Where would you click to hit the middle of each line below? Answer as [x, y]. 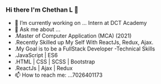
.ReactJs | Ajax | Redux [43, 68]
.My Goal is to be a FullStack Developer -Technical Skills [85, 49]
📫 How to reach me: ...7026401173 [58, 75]
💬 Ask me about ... [37, 29]
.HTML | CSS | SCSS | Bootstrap [55, 62]
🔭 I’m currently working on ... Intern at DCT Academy [80, 23]
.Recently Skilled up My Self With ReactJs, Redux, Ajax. [84, 43]
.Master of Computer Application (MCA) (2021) [73, 36]
